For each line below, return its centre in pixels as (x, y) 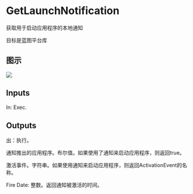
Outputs (21, 125)
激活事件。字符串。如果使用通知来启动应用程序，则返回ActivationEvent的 (94, 165)
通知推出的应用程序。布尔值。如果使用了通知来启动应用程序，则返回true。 (96, 153)
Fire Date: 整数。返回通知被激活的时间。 (54, 185)
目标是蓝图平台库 (27, 40)
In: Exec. (16, 107)
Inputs (18, 93)
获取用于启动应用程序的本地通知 (44, 28)
